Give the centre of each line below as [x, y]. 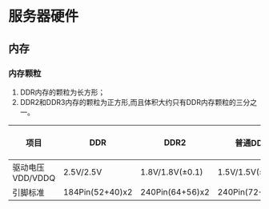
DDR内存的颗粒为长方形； [62, 92]
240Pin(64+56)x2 [175, 191]
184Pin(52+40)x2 [98, 191]
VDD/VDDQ [34, 178]
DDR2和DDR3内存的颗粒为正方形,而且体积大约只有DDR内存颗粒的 [128, 102]
